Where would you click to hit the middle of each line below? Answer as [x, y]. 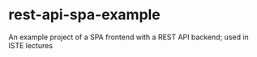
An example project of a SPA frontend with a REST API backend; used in [128, 37]
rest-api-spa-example [84, 15]
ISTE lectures [31, 45]
